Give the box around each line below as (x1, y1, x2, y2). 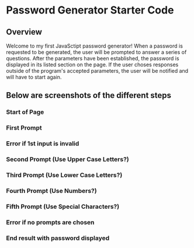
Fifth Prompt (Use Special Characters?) (6, 202, 120, 210)
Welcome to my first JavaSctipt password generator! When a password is (6, 42, 183, 49)
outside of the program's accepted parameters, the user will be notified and (6, 67, 189, 74)
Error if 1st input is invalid (6, 140, 79, 148)
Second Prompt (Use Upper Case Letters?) (6, 155, 130, 164)
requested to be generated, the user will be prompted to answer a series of (6, 49, 187, 56)
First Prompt (6, 124, 42, 132)
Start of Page (6, 108, 44, 116)
